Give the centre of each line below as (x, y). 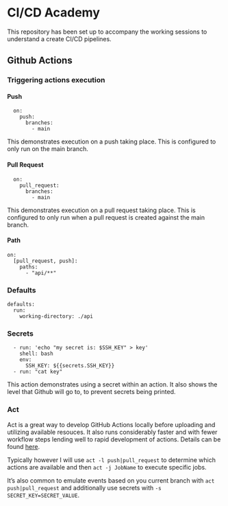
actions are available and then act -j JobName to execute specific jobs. (107, 467)
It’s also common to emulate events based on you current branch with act (111, 480)
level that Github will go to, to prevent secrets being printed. (91, 392)
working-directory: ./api (56, 317)
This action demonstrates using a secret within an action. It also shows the (112, 384)
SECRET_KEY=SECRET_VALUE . (43, 495)
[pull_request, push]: (46, 261)
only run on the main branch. (48, 149)
